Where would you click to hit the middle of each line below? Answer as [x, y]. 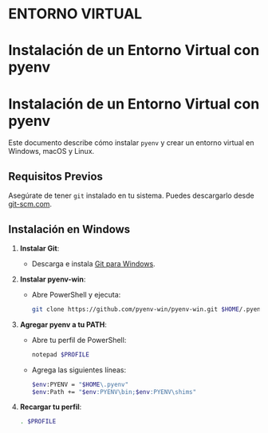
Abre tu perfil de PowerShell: [79, 340]
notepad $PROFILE [61, 354]
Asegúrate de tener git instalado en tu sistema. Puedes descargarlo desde [131, 195]
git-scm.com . [30, 204]
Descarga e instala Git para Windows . [93, 263]
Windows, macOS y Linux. [51, 152]
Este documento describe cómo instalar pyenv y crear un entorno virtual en [131, 143]
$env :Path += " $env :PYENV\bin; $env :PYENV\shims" [114, 392]
